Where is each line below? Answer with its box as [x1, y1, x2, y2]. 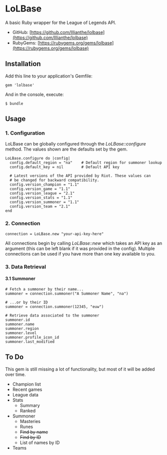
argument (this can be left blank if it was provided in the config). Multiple [5, 245, 155, 251]
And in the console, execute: [5, 91, 64, 97]
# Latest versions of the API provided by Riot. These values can [9, 173, 151, 178]
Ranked [19, 407, 36, 413]
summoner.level [5, 330, 37, 335]
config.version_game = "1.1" [9, 186, 70, 191]
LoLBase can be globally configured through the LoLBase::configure [5, 141, 146, 147]
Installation [5, 59, 41, 68]
